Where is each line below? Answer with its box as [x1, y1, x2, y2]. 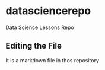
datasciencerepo [5, 4, 91, 18]
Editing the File [5, 41, 62, 51]
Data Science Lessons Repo [5, 24, 75, 31]
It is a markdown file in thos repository [5, 56, 99, 63]
